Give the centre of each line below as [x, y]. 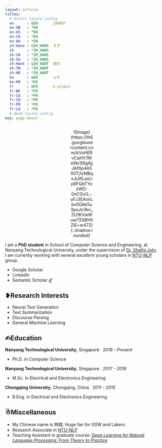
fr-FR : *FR [24, 105]
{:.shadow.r [82, 230]
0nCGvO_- [82, 194]
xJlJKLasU [81, 179]
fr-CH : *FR [24, 100]
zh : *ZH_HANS [29, 50]
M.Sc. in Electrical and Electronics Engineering [59, 378]
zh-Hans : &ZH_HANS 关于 [35, 46]
